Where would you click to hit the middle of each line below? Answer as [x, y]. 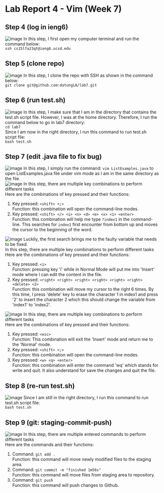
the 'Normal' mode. [31, 344]
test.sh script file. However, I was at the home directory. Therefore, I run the [81, 117]
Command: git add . [34, 454]
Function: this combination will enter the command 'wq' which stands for [85, 365]
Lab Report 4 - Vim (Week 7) [63, 9]
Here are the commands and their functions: [50, 445]
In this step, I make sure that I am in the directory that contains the [90, 112]
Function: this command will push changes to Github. [65, 485]
